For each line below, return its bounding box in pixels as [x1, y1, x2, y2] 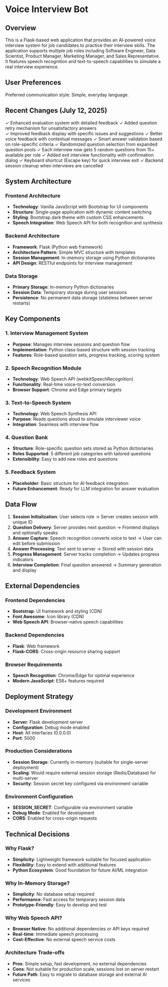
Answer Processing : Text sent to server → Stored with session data [12, 545, 153, 551]
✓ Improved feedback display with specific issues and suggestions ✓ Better [5, 130, 163, 137]
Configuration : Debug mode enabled [12, 724, 90, 730]
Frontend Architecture [5, 192, 61, 199]
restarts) [12, 300, 31, 306]
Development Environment [5, 707, 72, 714]
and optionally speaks [12, 529, 58, 535]
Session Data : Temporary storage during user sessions [12, 289, 127, 295]
